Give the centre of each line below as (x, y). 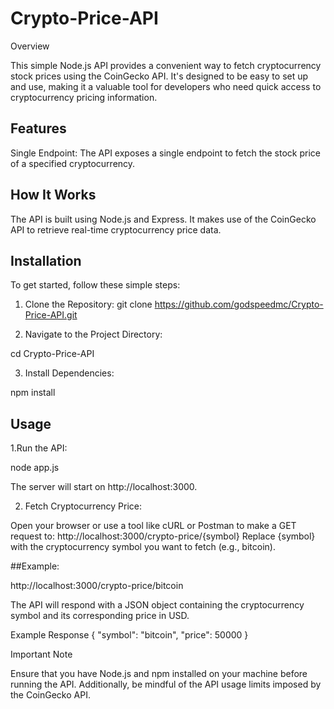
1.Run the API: (39, 448)
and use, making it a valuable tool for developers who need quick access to (166, 86)
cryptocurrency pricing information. (84, 97)
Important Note (41, 654)
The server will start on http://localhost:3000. (104, 487)
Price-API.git (51, 315)
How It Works (53, 195)
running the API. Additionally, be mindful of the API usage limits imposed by (166, 684)
